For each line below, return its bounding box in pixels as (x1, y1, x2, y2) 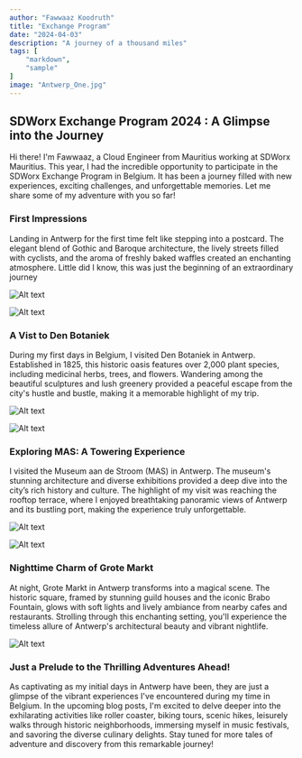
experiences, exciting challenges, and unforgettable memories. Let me (9, 180, 271, 191)
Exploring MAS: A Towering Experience (9, 445, 186, 458)
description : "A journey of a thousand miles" (9, 38, 188, 48)
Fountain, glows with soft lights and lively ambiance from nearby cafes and (9, 601, 288, 612)
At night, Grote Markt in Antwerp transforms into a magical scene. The (9, 582, 270, 593)
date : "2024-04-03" (9, 30, 83, 39)
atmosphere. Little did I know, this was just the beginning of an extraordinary (9, 262, 294, 273)
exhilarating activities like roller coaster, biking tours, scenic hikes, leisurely (9, 709, 288, 720)
